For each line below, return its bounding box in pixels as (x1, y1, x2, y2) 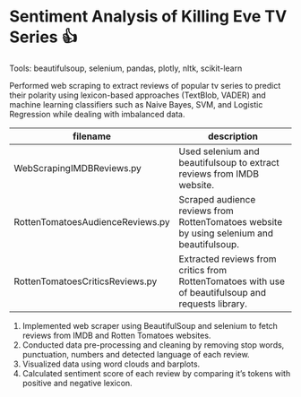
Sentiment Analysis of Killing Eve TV (9, 6, 288, 27)
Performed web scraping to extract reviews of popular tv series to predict (9, 80, 281, 91)
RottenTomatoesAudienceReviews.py (13, 215, 170, 228)
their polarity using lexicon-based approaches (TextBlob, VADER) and (9, 90, 266, 100)
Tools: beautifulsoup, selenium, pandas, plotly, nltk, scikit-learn (9, 63, 243, 73)
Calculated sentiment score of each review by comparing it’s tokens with (21, 367, 291, 378)
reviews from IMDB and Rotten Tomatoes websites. (21, 330, 211, 341)
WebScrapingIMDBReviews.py (13, 161, 142, 174)
